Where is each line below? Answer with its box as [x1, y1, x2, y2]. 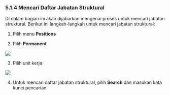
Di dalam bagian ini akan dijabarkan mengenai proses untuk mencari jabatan [5, 16, 165, 22]
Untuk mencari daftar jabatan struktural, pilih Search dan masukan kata [12, 79, 162, 85]
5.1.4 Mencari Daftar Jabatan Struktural [5, 4, 105, 11]
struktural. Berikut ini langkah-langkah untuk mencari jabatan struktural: [5, 21, 156, 27]
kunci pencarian [12, 85, 47, 91]
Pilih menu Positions [12, 31, 56, 37]
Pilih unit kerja [12, 60, 42, 66]
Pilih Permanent [12, 41, 47, 47]
